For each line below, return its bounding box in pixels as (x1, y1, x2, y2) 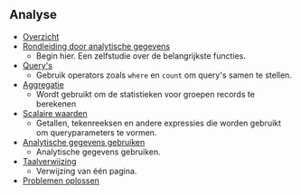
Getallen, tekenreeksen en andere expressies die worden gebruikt (35, 117, 282, 128)
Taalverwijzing (22, 155, 77, 166)
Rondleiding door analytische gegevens (22, 41, 171, 51)
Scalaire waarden (22, 107, 88, 118)
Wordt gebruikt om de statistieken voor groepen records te (35, 88, 256, 99)
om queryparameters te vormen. (35, 126, 157, 138)
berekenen (35, 98, 77, 109)
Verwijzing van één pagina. (35, 165, 137, 176)
